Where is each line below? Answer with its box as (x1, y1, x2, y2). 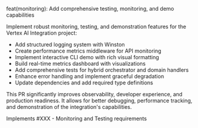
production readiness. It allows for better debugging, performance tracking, (6, 97, 193, 104)
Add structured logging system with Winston (14, 41, 125, 48)
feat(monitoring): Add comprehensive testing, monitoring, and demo (6, 5, 175, 12)
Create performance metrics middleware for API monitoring (14, 47, 162, 54)
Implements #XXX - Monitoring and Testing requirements (6, 115, 147, 122)
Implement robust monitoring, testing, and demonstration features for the (6, 23, 187, 30)
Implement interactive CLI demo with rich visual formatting (14, 54, 160, 60)
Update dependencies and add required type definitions (14, 79, 154, 86)
